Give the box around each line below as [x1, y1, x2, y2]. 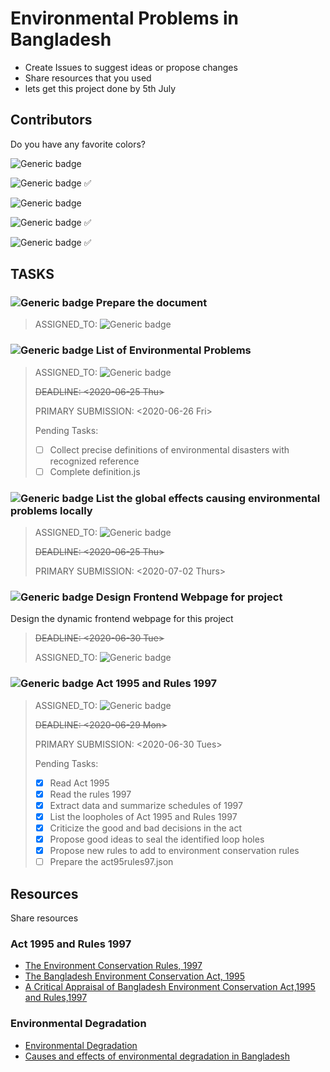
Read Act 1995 [49, 777, 110, 789]
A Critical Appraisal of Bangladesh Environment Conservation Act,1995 [24, 981, 316, 993]
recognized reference [49, 455, 140, 467]
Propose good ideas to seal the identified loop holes [49, 833, 265, 846]
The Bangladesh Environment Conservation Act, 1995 [24, 970, 246, 982]
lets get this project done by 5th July [24, 82, 177, 94]
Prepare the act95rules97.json [49, 856, 174, 868]
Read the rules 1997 [49, 788, 132, 800]
